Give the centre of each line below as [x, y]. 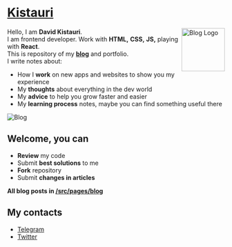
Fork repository [39, 170]
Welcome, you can [48, 139]
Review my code [41, 155]
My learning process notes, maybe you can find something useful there [119, 103]
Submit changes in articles [56, 177]
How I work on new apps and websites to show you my [96, 75]
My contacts [35, 213]
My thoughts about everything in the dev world [85, 89]
